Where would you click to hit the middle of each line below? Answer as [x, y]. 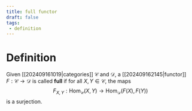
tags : [13, 23]
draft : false [22, 17]
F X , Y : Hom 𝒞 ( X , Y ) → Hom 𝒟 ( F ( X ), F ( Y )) [100, 91]
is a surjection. [24, 101]
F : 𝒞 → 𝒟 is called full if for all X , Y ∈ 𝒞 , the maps [69, 81]
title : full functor [32, 12]
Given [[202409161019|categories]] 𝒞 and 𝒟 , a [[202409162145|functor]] [96, 75]
